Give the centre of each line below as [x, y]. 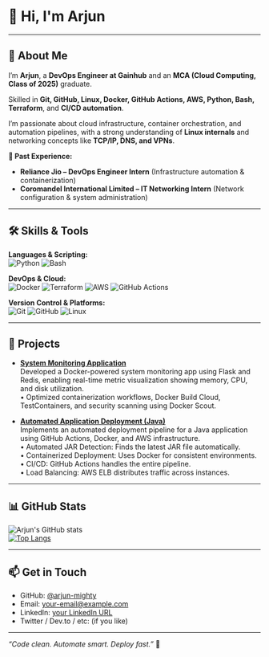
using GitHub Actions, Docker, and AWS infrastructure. [110, 439]
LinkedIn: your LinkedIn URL [66, 612]
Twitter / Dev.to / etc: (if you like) [74, 621]
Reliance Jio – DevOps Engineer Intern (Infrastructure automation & [132, 171]
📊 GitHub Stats [47, 506]
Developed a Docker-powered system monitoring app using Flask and [135, 372]
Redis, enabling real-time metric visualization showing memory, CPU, [134, 380]
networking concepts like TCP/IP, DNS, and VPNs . [91, 141]
